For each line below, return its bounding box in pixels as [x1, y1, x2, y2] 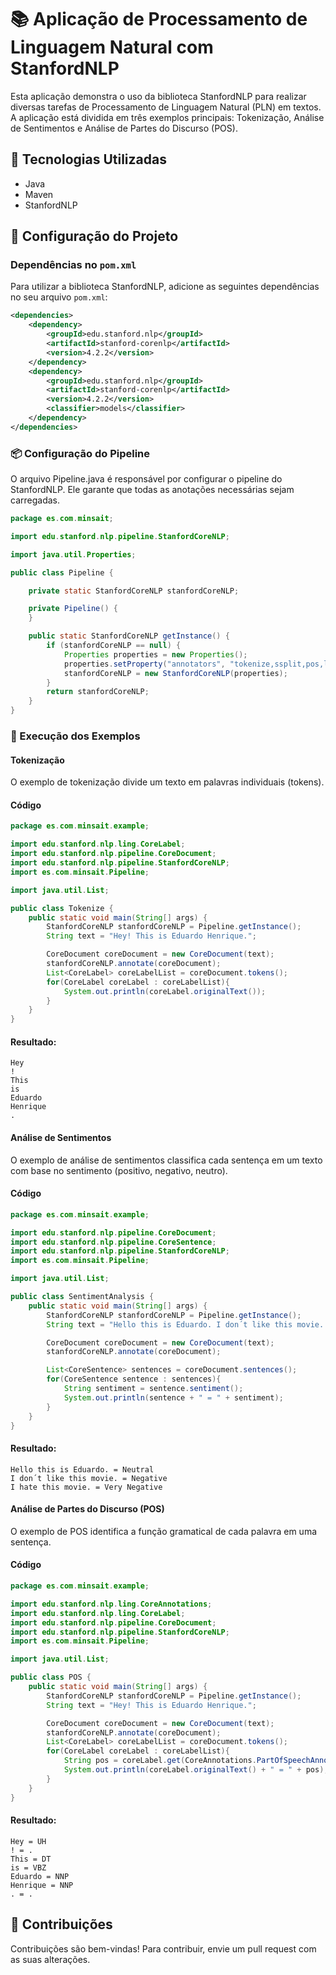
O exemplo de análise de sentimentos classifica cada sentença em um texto [10, 1154, 323, 1166]
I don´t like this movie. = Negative [10, 1473, 168, 1483]
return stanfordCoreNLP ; [46, 687, 150, 697]
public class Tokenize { [10, 903, 114, 913]
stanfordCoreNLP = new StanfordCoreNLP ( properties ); [63, 668, 288, 678]
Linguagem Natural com [10, 36, 214, 59]
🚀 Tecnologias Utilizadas [10, 151, 167, 168]
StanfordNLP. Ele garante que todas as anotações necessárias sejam [10, 484, 295, 496]
